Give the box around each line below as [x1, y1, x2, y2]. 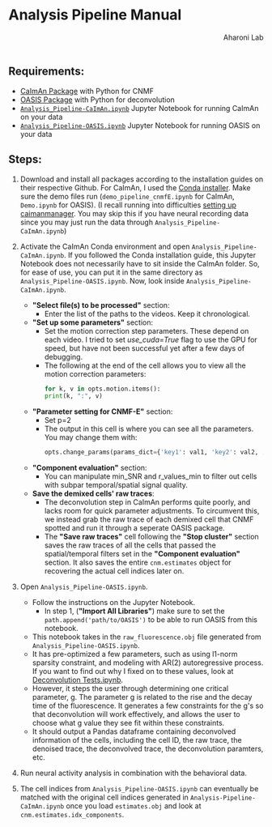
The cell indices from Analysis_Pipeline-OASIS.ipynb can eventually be [19, 784, 259, 794]
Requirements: [8, 65, 85, 79]
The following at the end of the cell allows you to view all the [44, 360, 246, 370]
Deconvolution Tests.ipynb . [32, 675, 124, 685]
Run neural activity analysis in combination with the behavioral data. [19, 768, 247, 778]
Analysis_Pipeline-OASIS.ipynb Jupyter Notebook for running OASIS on [19, 120, 261, 130]
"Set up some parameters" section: [32, 318, 154, 327]
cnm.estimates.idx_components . [19, 810, 125, 820]
